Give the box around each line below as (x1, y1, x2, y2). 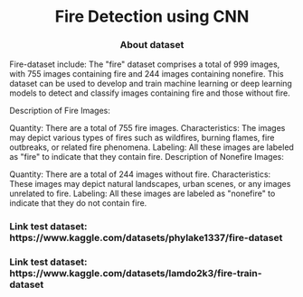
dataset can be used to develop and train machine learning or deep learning (9, 79, 292, 89)
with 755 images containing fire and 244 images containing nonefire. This (9, 69, 284, 79)
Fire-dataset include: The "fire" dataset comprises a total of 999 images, (9, 59, 280, 70)
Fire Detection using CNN (54, 6, 250, 27)
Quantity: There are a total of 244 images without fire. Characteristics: (9, 169, 271, 180)
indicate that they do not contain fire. (9, 198, 147, 209)
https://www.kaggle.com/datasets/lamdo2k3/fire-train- (9, 267, 262, 280)
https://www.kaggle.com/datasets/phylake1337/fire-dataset (9, 232, 283, 245)
